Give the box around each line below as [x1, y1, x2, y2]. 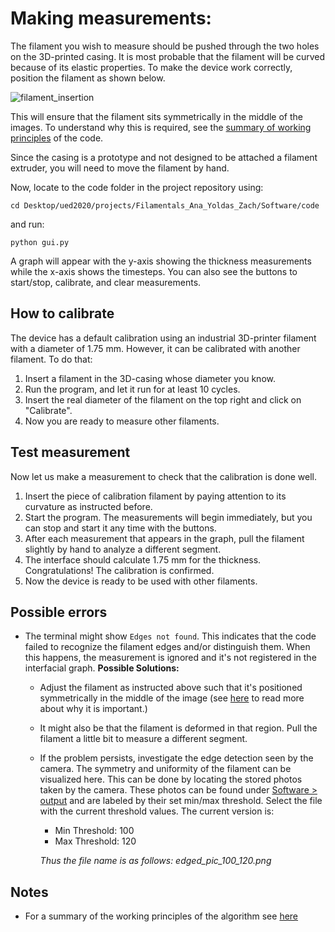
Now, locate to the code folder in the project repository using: [10, 181, 264, 193]
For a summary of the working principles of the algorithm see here [24, 910, 299, 922]
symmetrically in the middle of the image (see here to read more [39, 692, 305, 704]
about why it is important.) [39, 703, 148, 715]
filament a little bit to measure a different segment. [39, 733, 248, 745]
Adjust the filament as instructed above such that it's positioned [39, 682, 303, 694]
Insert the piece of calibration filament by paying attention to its [24, 490, 287, 502]
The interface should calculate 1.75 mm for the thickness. [24, 553, 262, 566]
